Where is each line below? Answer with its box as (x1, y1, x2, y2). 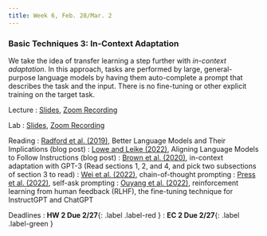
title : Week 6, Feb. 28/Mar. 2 (8, 11, 112, 20)
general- (204, 64, 233, 74)
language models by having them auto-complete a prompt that (37, 72, 243, 82)
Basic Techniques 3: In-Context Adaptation (8, 37, 179, 48)
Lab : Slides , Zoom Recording (8, 120, 105, 130)
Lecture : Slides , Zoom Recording (8, 105, 118, 114)
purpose (8, 72, 36, 82)
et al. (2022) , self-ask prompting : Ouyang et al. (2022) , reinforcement (8, 178, 239, 188)
